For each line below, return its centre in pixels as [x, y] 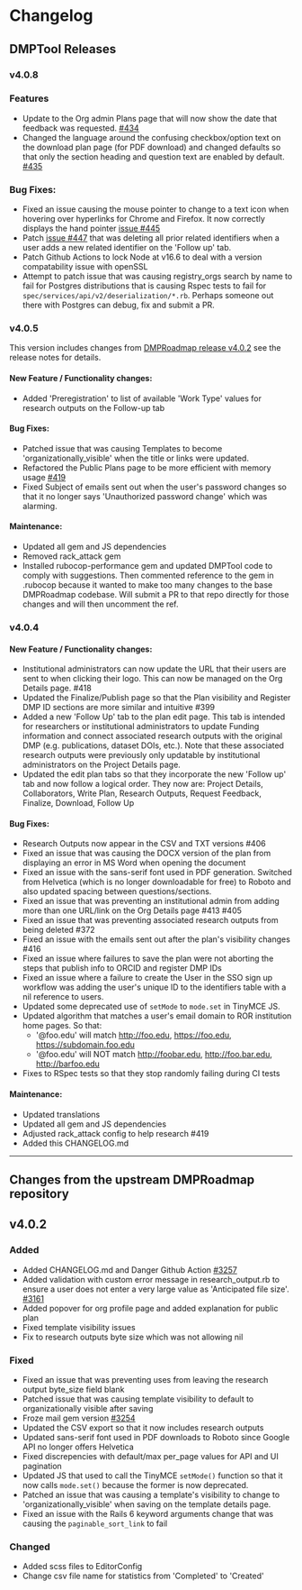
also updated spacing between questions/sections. [117, 891]
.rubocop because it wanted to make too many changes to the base [147, 585]
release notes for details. [55, 358]
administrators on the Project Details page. [102, 765]
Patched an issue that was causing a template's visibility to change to [151, 1494]
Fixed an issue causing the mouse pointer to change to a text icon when [155, 209]
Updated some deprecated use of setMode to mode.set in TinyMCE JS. [151, 1007]
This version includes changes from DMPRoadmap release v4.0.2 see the [145, 348]
